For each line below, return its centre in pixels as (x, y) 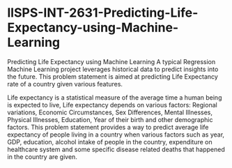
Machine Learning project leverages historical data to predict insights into (113, 69)
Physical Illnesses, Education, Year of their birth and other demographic (110, 119)
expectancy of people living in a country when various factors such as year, (116, 135)
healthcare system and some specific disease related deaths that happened (116, 149)
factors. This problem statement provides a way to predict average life (108, 127)
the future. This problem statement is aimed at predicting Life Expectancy (113, 76)
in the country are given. (42, 156)
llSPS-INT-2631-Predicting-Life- (103, 13)
